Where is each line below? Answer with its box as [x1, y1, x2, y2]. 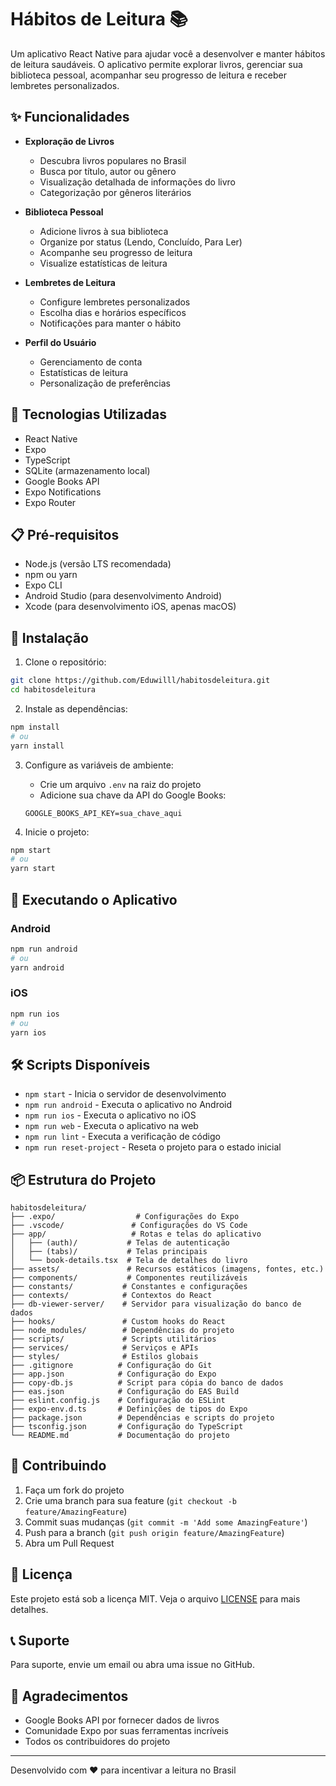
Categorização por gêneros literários [39, 186, 192, 198]
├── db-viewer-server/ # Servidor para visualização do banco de [10, 1299, 302, 1310]
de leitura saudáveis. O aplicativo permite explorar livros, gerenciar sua [10, 58, 303, 70]
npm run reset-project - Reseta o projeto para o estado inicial [24, 1141, 282, 1153]
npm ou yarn [24, 569, 78, 581]
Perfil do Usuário [24, 336, 97, 348]
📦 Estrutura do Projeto [10, 1171, 157, 1188]
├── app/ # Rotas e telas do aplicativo [10, 1229, 262, 1240]
